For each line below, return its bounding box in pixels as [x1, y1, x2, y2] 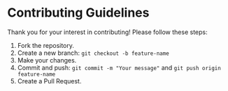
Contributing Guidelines [7, 5, 150, 21]
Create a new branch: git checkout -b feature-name [17, 49, 169, 57]
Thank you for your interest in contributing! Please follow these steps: [7, 28, 208, 36]
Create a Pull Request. [17, 76, 82, 85]
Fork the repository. [17, 41, 75, 49]
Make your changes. [17, 56, 77, 64]
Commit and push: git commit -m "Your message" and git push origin [17, 63, 222, 72]
